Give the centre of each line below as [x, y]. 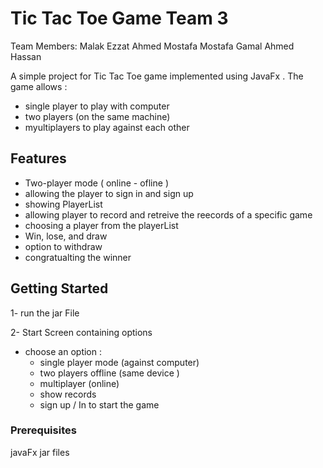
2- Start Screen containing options [81, 332]
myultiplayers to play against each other [107, 127]
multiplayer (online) [79, 383]
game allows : [39, 86]
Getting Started [59, 288]
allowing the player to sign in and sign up [109, 193]
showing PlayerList [63, 204]
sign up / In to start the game [99, 404]
